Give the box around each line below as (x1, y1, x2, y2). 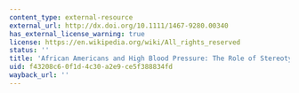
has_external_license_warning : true (9, 29, 145, 38)
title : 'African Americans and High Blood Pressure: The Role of (9, 54, 256, 63)
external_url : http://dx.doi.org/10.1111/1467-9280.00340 (9, 21, 229, 30)
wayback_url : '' (9, 71, 69, 80)
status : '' (9, 46, 50, 55)
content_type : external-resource (9, 12, 133, 22)
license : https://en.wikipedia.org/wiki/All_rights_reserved (9, 37, 241, 47)
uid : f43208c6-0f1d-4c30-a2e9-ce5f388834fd (9, 63, 174, 72)
